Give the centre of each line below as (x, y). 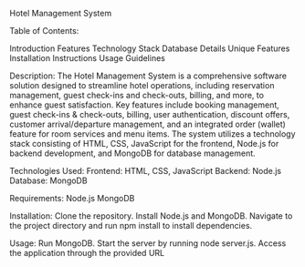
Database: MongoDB (49, 180)
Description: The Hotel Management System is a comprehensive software (148, 76)
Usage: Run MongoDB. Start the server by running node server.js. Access (148, 243)
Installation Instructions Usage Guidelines (88, 58)
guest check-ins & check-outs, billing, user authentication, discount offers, (150, 114)
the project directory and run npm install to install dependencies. (131, 226)
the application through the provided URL (87, 253)
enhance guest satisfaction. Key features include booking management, (145, 105)
